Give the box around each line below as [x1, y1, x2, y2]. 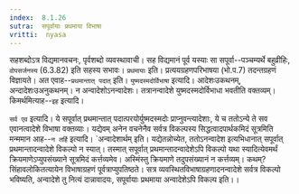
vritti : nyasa [9, 30, 67, 39]
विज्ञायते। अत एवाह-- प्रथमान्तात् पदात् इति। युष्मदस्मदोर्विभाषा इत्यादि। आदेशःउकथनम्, [9, 75, 242, 86]
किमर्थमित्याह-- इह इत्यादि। [9, 96, 85, 106]
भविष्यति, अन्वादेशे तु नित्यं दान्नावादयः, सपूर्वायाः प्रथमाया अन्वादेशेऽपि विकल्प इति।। [9, 174, 240, 185]
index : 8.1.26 [9, 13, 67, 23]
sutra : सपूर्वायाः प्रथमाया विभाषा [9, 22, 102, 31]
